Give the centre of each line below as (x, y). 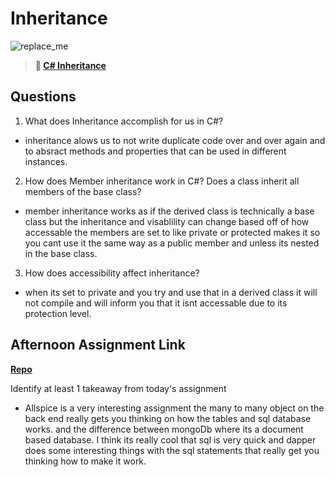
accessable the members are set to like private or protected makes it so (172, 232)
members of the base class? (83, 191)
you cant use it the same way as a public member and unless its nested (172, 243)
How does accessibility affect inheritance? (112, 273)
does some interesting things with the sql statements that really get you (172, 450)
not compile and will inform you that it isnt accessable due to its (156, 303)
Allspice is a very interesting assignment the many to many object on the (174, 408)
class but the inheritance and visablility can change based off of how (167, 221)
